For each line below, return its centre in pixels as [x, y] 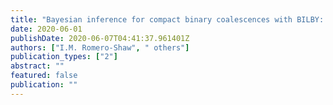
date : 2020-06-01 [46, 29]
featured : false [44, 76]
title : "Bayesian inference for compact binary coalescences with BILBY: [167, 19]
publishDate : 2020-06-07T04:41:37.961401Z [100, 38]
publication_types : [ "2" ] [64, 57]
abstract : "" [37, 66]
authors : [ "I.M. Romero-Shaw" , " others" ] [100, 47]
